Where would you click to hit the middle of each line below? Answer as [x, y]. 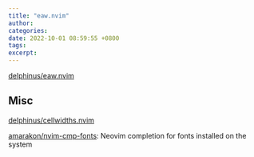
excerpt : [23, 53]
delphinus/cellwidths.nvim [51, 120]
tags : [17, 46]
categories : [28, 30]
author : [21, 23]
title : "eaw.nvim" [39, 16]
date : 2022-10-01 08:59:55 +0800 [64, 38]
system [20, 144]
